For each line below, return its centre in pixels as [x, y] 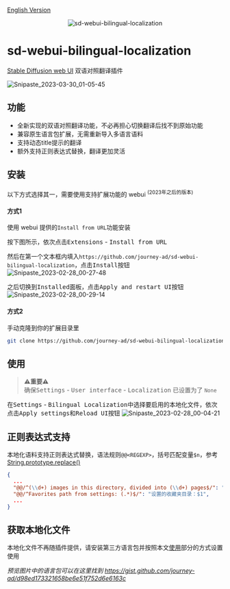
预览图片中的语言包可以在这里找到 [55, 571]
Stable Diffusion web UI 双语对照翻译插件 [65, 71]
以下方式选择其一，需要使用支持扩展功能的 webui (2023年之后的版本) [100, 193]
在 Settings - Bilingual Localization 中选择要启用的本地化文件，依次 [112, 405]
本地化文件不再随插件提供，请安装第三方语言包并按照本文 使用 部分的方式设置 [115, 548]
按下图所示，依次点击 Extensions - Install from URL [87, 242]
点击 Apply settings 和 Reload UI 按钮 [64, 413]
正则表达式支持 [39, 437]
